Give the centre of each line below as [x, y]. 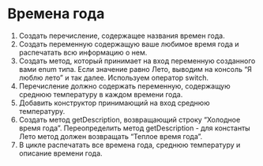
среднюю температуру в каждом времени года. [101, 94]
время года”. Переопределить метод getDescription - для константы [134, 128]
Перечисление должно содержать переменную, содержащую [124, 86]
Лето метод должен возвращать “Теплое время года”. [111, 136]
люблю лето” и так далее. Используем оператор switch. [114, 77]
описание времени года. [61, 153]
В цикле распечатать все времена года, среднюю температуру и [130, 145]
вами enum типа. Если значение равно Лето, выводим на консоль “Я [135, 69]
